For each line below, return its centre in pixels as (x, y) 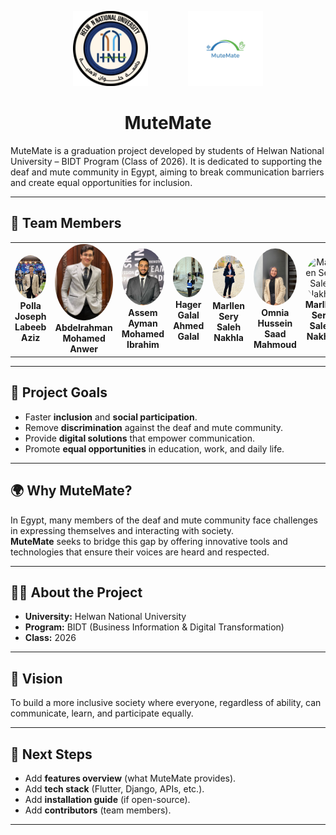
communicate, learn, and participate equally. (102, 713)
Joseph (30, 317)
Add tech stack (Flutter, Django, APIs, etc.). (114, 789)
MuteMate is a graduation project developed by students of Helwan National (167, 150)
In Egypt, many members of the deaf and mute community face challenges (164, 520)
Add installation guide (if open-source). (107, 800)
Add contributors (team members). (98, 810)
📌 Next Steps (51, 754)
